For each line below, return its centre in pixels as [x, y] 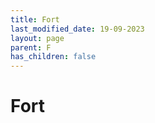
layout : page [37, 38]
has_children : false [53, 57]
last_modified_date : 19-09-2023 [77, 29]
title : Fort [35, 19]
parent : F [31, 47]
